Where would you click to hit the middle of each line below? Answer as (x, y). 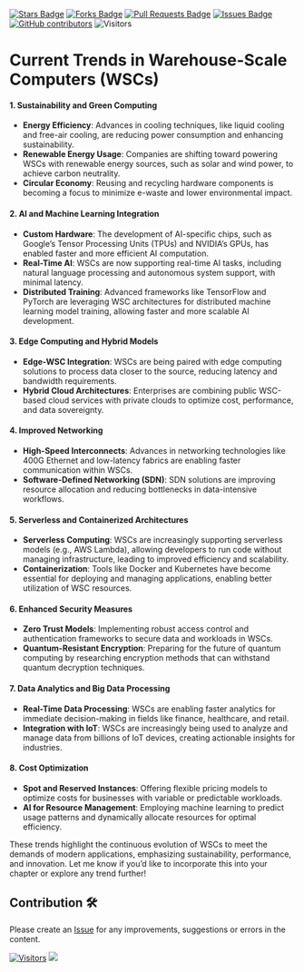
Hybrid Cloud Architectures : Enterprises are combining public (139, 390)
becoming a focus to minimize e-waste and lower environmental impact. (157, 193)
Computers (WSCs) (84, 79)
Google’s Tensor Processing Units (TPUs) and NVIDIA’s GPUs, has (146, 243)
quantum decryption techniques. (83, 668)
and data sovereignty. (63, 409)
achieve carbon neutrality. (71, 173)
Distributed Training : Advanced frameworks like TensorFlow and (144, 291)
